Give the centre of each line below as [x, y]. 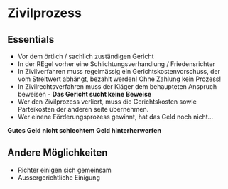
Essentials [31, 39]
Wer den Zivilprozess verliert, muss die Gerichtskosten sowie [107, 102]
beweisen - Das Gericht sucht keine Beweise [85, 94]
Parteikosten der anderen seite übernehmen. [83, 109]
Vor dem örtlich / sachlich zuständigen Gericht [86, 56]
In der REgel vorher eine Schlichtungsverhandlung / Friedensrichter [116, 64]
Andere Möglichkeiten [58, 153]
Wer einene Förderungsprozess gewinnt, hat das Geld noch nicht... [115, 117]
